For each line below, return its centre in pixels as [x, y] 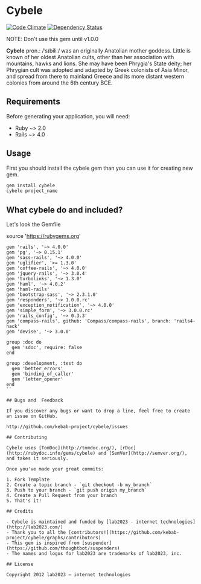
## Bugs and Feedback [35, 400]
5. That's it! [24, 501]
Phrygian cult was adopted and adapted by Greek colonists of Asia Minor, [97, 69]
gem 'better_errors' [37, 369]
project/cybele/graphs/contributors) [54, 538]
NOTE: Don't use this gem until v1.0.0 [53, 39]
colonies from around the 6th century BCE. [59, 83]
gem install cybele [31, 185]
